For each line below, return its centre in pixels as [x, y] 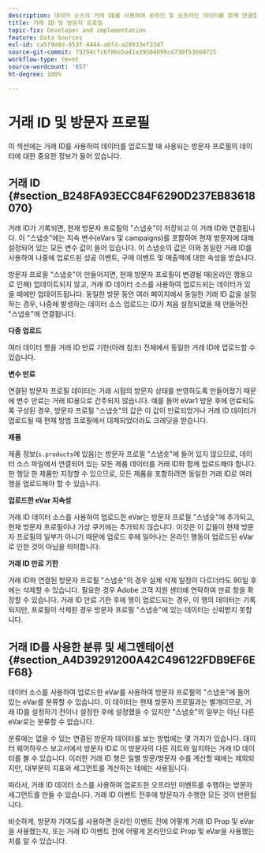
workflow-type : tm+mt [44, 60]
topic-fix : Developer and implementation [77, 30]
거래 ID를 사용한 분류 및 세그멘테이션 [91, 647]
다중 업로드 [25, 331]
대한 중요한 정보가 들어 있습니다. [72, 155]
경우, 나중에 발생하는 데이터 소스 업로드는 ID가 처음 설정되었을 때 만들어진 [135, 304]
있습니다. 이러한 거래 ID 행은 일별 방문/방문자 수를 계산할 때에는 [136, 758]
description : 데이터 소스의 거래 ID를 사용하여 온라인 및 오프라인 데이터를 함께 [123, 15]
